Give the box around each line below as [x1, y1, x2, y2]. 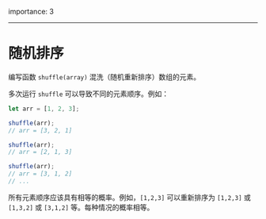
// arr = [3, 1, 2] [8, 170, 73, 178]
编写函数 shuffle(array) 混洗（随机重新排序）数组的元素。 [8, 71, 201, 82]
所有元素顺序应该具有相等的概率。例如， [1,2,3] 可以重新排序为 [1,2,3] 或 [8, 192, 252, 202]
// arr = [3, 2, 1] [8, 126, 73, 134]
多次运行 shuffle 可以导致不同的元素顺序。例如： [8, 89, 169, 98]
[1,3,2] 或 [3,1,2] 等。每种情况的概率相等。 [8, 202, 154, 212]
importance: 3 [8, 7, 54, 16]
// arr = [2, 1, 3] [8, 148, 73, 156]
